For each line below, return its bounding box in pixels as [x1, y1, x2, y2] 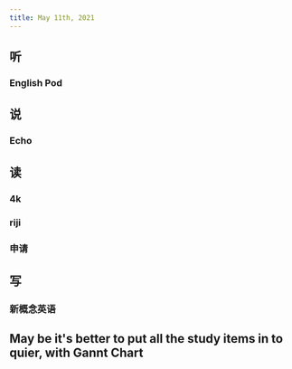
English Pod [9, 76, 63, 89]
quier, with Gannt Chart [9, 345, 144, 361]
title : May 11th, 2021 [9, 13, 95, 23]
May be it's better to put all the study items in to [9, 331, 283, 346]
